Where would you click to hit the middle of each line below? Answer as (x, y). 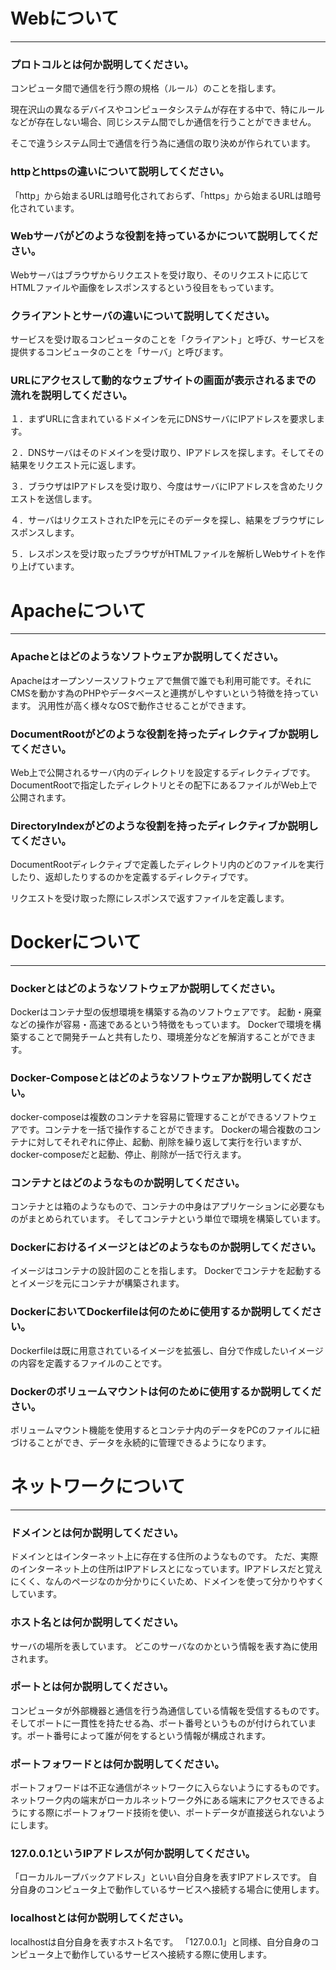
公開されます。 (41, 797)
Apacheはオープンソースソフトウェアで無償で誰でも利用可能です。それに (161, 680)
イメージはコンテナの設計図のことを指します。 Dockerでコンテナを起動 (157, 1271)
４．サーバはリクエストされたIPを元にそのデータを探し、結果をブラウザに (163, 520)
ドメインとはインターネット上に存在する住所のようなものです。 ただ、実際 (164, 1556)
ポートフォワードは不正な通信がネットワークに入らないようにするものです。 (167, 1788)
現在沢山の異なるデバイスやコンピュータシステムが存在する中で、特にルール (167, 110)
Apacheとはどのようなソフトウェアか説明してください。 (147, 657)
